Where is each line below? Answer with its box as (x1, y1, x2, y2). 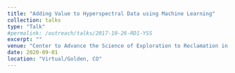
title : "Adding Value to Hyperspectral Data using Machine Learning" (7, 10, 216, 17)
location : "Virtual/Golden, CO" (7, 56, 102, 63)
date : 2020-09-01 (7, 49, 58, 56)
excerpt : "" (7, 36, 42, 43)
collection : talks (7, 17, 61, 24)
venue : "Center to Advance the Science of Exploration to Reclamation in (7, 42, 229, 49)
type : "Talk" (7, 23, 46, 30)
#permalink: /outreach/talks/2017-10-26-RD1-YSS (7, 29, 153, 37)
